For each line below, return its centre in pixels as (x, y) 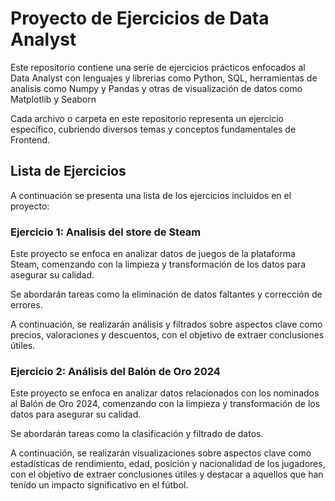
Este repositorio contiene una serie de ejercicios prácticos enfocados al (158, 67)
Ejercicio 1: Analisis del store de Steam (106, 232)
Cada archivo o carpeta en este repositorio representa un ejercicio (147, 118)
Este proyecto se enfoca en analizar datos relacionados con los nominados (165, 393)
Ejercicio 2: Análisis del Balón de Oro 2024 (115, 371)
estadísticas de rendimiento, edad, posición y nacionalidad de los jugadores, (168, 464)
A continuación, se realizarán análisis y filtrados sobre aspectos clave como (166, 324)
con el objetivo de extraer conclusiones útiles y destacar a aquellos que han (167, 474)
